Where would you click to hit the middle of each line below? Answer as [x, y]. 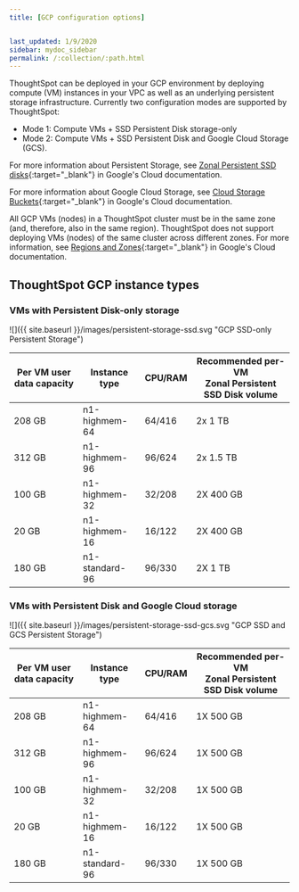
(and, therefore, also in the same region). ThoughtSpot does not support [141, 228]
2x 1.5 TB [216, 458]
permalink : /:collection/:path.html [77, 58]
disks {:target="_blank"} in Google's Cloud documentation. [116, 175]
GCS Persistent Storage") [56, 635]
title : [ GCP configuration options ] [77, 17]
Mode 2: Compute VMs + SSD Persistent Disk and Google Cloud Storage [155, 138]
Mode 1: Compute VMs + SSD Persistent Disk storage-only [129, 129]
